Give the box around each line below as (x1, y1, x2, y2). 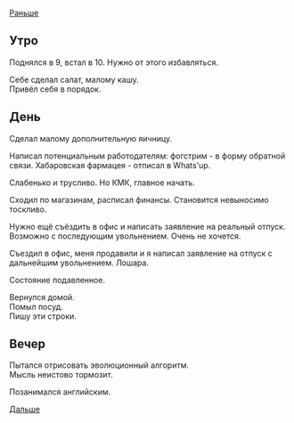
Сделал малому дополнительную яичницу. (9, 133, 173, 143)
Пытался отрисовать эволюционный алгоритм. (9, 360, 190, 370)
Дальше (9, 404, 40, 415)
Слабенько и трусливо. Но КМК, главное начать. (9, 177, 195, 188)
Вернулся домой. (9, 291, 76, 302)
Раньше (9, 8, 39, 18)
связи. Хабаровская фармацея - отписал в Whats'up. (9, 159, 211, 170)
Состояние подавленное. (9, 274, 105, 285)
